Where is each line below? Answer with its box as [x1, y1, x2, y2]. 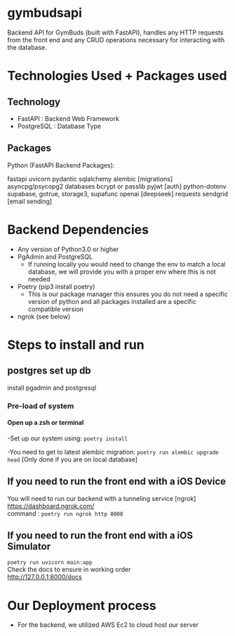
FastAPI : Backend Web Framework [17, 114, 119, 122]
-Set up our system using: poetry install [7, 434, 128, 443]
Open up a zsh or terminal [7, 419, 84, 427]
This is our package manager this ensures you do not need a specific [27, 290, 228, 298]
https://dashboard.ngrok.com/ [7, 502, 95, 510]
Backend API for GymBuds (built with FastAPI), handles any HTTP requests [7, 28, 224, 37]
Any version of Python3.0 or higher [17, 245, 119, 253]
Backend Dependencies [7, 222, 149, 237]
